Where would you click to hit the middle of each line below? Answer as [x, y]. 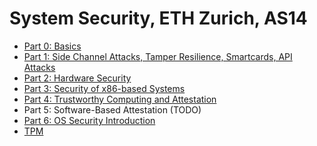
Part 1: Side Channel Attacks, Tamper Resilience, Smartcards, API [158, 56]
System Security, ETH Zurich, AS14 [158, 18]
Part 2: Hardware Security [77, 78]
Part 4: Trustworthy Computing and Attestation [120, 99]
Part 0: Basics [52, 46]
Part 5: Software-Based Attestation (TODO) [112, 109]
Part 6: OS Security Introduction [89, 120]
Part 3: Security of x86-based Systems [104, 88]
